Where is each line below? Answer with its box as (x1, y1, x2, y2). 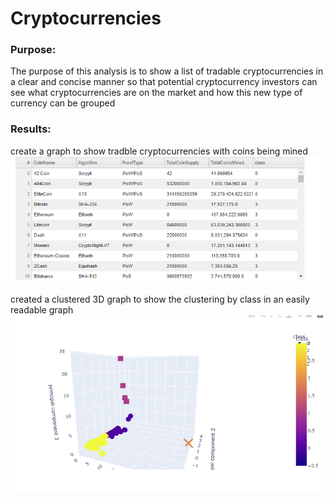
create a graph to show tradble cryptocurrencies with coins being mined (10, 145, 308, 157)
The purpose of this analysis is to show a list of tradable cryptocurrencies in (10, 65, 324, 77)
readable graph (10, 304, 74, 316)
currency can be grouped (10, 97, 116, 109)
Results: (10, 122, 52, 136)
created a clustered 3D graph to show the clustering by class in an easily (10, 293, 310, 306)
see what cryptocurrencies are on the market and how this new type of (10, 87, 303, 99)
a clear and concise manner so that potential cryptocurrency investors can (10, 76, 318, 88)
